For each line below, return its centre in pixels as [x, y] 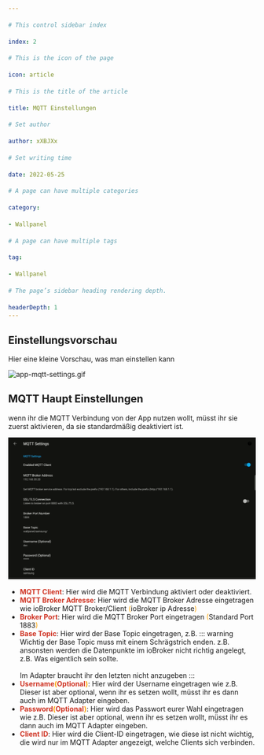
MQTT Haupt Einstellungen [76, 399]
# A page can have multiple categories [73, 191]
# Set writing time [40, 157]
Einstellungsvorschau [63, 340]
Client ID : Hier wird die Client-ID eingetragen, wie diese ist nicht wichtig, [137, 734]
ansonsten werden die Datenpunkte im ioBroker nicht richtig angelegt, [133, 650]
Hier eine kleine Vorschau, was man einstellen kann [92, 359]
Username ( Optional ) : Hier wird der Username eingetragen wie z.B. [128, 683]
